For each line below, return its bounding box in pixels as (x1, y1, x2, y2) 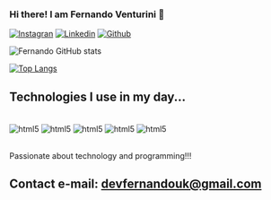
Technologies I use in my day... (9, 89, 187, 104)
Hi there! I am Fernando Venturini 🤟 (9, 8, 165, 21)
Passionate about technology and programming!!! (9, 150, 192, 161)
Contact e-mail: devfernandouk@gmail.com (9, 177, 262, 192)
